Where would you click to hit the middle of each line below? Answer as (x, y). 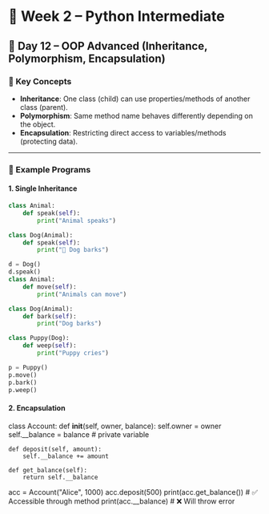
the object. (38, 124)
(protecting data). (49, 141)
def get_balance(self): (48, 470)
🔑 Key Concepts (40, 81)
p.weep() (23, 390)
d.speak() (25, 272)
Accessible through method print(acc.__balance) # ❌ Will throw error (122, 501)
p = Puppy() (28, 367)
